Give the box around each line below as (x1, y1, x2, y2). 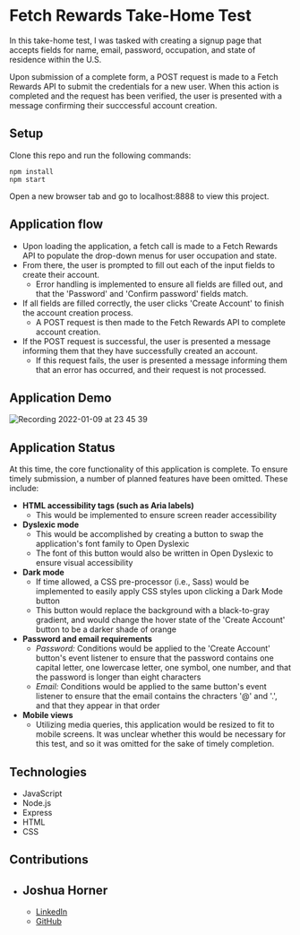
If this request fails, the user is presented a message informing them (35, 355, 288, 366)
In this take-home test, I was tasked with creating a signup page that (9, 35, 262, 46)
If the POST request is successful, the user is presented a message (21, 335, 271, 346)
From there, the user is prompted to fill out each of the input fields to (21, 259, 276, 270)
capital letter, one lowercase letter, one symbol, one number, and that (35, 662, 292, 673)
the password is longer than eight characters (35, 671, 201, 682)
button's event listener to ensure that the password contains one (35, 653, 275, 663)
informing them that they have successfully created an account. (21, 345, 258, 356)
